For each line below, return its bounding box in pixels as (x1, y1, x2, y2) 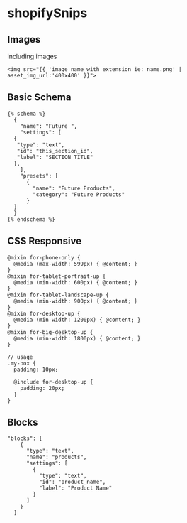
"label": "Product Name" (38, 485, 113, 492)
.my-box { (7, 360, 37, 367)
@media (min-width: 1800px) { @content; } (13, 335, 141, 342)
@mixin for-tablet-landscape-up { (7, 291, 110, 298)
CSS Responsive (7, 235, 82, 247)
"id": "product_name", (38, 478, 106, 486)
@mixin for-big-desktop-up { (7, 328, 93, 335)
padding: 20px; (20, 384, 65, 392)
